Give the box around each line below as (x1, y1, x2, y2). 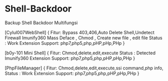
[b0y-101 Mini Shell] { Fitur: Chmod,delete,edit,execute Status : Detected (5, 50, 156, 56)
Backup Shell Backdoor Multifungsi (5, 20, 78, 26)
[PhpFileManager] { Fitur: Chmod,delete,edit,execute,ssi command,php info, (5, 65, 164, 71)
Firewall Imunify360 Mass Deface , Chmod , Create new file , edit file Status (5, 35, 162, 41)
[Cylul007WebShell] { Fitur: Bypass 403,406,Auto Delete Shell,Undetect (5, 29, 155, 35)
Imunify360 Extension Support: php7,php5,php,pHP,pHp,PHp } (5, 55, 135, 61)
